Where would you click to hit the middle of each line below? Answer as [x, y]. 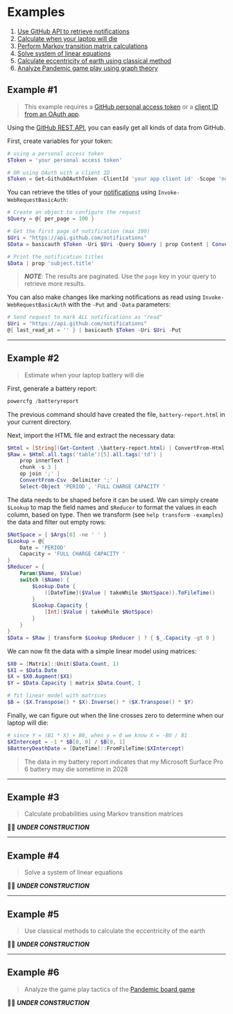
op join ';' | [40, 474]
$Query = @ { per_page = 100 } [51, 219]
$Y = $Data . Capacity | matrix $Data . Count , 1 [74, 683]
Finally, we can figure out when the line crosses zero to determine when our [115, 715]
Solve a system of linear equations [74, 873]
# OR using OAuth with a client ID [59, 173]
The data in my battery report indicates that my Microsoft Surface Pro [123, 762]
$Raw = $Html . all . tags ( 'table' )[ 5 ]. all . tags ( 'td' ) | [85, 454]
